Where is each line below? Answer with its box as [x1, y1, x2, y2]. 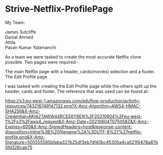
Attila [5, 39, 16, 45]
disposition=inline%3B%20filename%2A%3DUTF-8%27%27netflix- [5, 129, 143, 135]
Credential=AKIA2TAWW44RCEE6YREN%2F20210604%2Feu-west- [5, 113, 143, 119]
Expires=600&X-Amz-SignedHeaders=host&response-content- [5, 123, 133, 130]
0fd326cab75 [5, 144, 33, 150]
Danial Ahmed [5, 34, 33, 40]
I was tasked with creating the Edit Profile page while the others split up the [5, 83, 157, 89]
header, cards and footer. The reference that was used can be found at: [5, 88, 149, 94]
